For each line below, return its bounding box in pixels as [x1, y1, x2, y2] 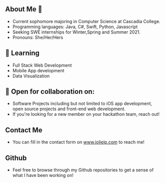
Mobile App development [12, 67, 64, 73]
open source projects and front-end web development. [12, 106, 126, 112]
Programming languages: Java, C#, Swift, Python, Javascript [12, 24, 138, 30]
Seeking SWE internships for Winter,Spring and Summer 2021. [12, 29, 141, 35]
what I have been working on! [12, 172, 73, 178]
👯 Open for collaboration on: [5, 87, 95, 96]
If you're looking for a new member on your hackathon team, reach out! [12, 111, 160, 117]
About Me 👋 [5, 5, 42, 14]
